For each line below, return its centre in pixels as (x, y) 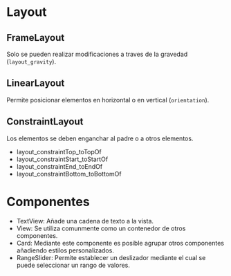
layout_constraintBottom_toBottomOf (69, 174)
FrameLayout (36, 38)
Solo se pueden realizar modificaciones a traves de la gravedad (97, 54)
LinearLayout (36, 83)
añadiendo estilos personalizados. (65, 250)
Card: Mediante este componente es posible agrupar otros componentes (120, 243)
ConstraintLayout (45, 122)
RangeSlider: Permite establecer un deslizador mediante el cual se (111, 257)
